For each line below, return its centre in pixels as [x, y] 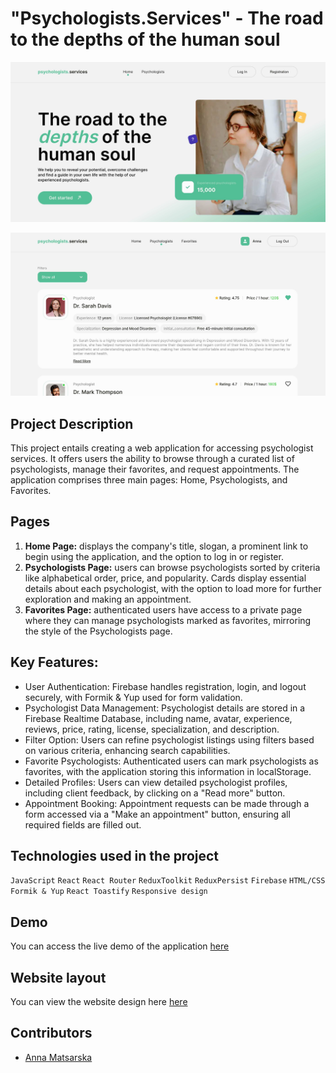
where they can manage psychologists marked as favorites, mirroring [168, 620]
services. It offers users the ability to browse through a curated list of [152, 459]
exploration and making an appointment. [108, 599]
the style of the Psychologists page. [98, 631]
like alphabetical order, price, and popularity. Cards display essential [165, 578]
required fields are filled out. [83, 824]
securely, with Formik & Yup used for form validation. [133, 697]
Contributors [51, 1033]
